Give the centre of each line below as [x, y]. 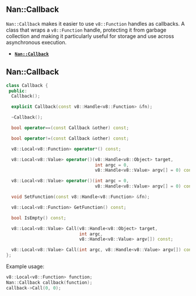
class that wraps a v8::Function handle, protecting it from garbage [86, 30]
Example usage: [25, 266]
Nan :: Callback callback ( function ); [49, 283]
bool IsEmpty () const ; [39, 218]
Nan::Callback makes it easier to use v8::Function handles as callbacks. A [95, 23]
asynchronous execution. [36, 42]
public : [18, 91]
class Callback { [27, 85]
